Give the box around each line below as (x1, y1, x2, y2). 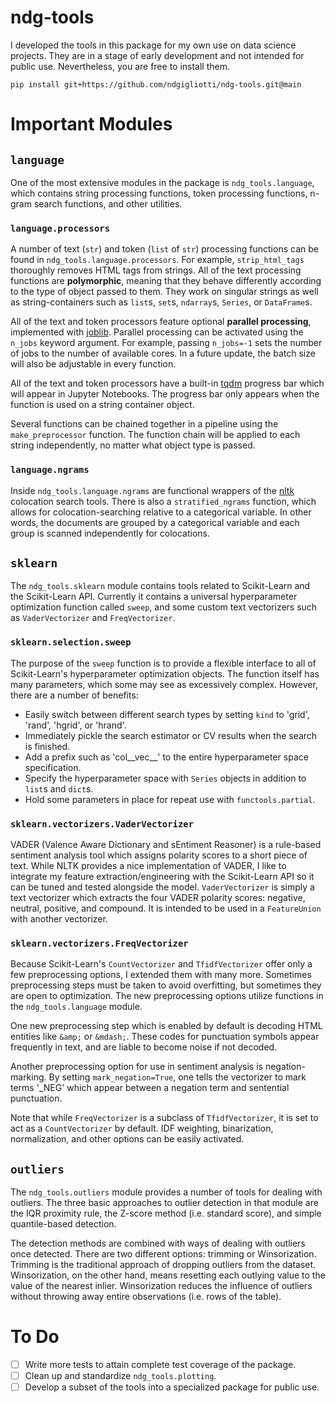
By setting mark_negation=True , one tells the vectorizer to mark (48, 1071, 307, 1083)
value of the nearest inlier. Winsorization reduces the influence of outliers (10, 1280, 313, 1292)
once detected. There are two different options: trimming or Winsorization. (10, 1248, 317, 1260)
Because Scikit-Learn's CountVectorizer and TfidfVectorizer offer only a (10, 958, 313, 970)
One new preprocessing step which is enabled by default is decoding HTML (10, 1020, 323, 1032)
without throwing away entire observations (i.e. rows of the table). (10, 1291, 282, 1303)
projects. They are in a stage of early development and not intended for (10, 49, 305, 61)
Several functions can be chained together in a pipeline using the (10, 418, 279, 430)
